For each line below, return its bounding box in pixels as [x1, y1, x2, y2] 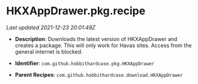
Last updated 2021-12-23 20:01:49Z [6, 24, 96, 31]
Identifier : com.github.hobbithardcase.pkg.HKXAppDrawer [14, 60, 155, 67]
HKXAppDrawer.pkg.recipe [6, 4, 146, 18]
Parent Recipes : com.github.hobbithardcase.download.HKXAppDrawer [14, 71, 183, 78]
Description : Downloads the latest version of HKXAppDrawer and [14, 35, 178, 42]
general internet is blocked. [14, 48, 83, 55]
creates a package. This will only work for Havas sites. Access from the [14, 42, 192, 49]
